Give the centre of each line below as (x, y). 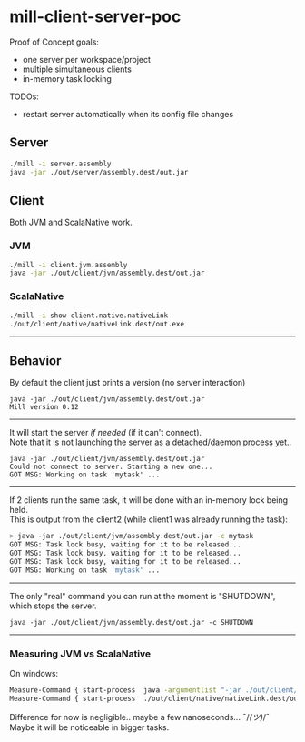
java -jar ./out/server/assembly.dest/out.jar (99, 172)
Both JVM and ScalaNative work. (71, 222)
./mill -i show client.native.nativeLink (89, 316)
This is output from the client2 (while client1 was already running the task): (149, 519)
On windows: (34, 673)
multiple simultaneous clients (77, 69)
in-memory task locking (67, 78)
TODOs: (24, 96)
